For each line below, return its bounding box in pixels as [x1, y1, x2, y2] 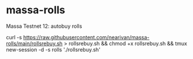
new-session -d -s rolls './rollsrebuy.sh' [6, 46, 101, 53]
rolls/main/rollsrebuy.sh [6, 40, 63, 47]
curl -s [6, 34, 22, 40]
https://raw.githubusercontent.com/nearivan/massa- [23, 34, 150, 40]
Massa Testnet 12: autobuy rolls [6, 23, 82, 30]
